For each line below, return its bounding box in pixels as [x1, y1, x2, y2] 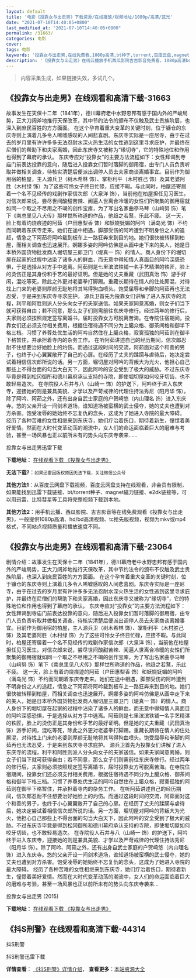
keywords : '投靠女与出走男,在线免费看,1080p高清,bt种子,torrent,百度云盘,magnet [6, 52, 190, 58]
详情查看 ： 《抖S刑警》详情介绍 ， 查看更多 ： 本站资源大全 [6, 965, 145, 972]
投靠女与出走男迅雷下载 [6, 444, 62, 451]
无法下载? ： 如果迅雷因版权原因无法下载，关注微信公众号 [6, 469, 126, 476]
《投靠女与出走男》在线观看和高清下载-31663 [6, 93, 171, 103]
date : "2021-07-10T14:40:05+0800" [6, 19, 90, 25]
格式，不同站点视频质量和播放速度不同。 [6, 523, 103, 530]
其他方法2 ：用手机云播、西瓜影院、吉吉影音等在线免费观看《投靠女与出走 [6, 509, 183, 516]
